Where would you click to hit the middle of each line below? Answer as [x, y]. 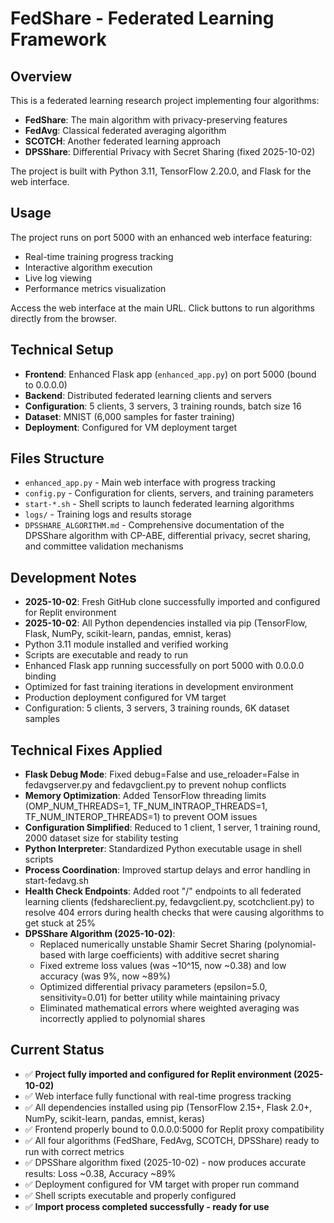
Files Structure [57, 458]
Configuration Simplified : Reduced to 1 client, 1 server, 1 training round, [172, 828]
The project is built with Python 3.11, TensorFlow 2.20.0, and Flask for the [161, 171]
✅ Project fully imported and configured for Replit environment [158, 1074]
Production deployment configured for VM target [125, 698]
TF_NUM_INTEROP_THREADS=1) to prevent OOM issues [141, 817]
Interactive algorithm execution [88, 267]
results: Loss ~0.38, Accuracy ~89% [100, 1173]
